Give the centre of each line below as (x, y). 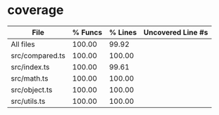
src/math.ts (30, 78)
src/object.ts (32, 90)
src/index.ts (30, 67)
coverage (36, 10)
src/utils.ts (28, 101)
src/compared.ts (38, 55)
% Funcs (87, 32)
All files (23, 44)
